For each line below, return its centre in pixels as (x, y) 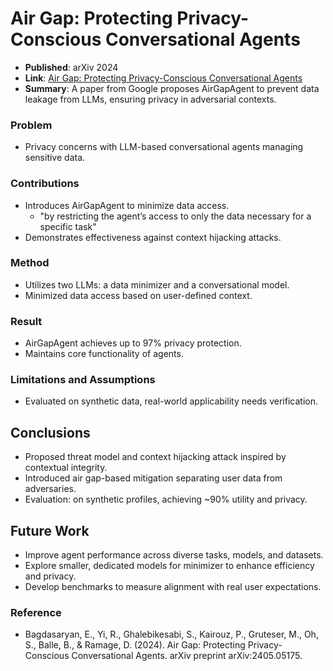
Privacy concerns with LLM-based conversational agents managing (164, 147)
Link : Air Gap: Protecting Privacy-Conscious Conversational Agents (163, 78)
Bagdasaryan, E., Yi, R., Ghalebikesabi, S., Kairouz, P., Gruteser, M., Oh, (171, 634)
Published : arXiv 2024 (71, 67)
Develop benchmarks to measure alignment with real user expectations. (173, 587)
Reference (36, 612)
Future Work (50, 530)
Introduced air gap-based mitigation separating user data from (153, 478)
